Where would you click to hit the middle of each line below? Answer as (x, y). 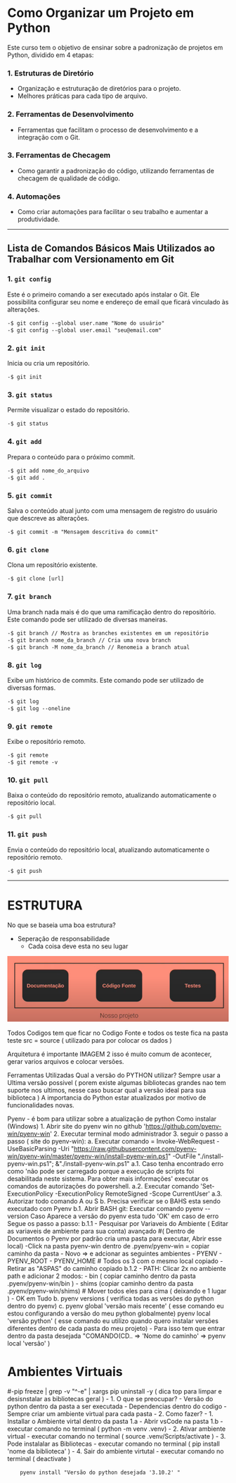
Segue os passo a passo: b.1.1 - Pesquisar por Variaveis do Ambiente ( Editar (118, 1223)
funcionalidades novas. (41, 1105)
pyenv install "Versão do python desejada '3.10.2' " (100, 1472)
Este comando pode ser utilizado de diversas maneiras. (87, 619)
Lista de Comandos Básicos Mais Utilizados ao (111, 248)
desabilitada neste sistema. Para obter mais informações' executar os (108, 1179)
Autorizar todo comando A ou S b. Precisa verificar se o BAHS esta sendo (114, 1201)
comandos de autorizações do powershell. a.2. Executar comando (103, 1186)
